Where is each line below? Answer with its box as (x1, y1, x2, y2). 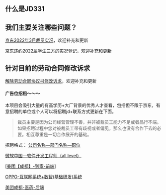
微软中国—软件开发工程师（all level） (5, 153, 82, 159)
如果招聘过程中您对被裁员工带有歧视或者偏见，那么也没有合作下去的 (17, 125, 157, 131)
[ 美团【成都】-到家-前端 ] (5, 163, 56, 169)
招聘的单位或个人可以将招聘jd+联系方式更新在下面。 (9, 108, 117, 114)
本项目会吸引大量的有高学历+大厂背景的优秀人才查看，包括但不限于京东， (5, 102, 157, 108)
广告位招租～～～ (5, 90, 40, 96)
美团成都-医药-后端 (5, 185, 44, 191)
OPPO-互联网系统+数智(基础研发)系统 (5, 174, 83, 180)
